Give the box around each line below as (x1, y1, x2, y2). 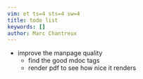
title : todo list (7, 17, 58, 24)
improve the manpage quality (17, 49, 103, 57)
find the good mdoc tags (27, 57, 100, 65)
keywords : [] (7, 23, 46, 30)
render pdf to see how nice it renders (27, 64, 137, 72)
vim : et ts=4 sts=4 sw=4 (7, 10, 80, 17)
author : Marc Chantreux (7, 29, 77, 37)
